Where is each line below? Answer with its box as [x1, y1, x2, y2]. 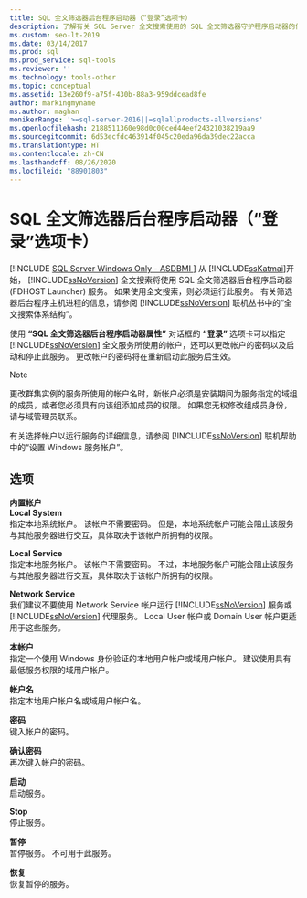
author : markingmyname [9, 98, 96, 108]
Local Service [9, 548, 63, 559]
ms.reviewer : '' [9, 65, 71, 74]
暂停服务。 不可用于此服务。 [9, 848, 116, 859]
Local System [9, 508, 62, 519]
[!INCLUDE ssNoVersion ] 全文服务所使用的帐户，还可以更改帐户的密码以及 [9, 340, 287, 351]
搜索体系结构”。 [16, 309, 78, 320]
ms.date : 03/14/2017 [9, 38, 89, 48]
